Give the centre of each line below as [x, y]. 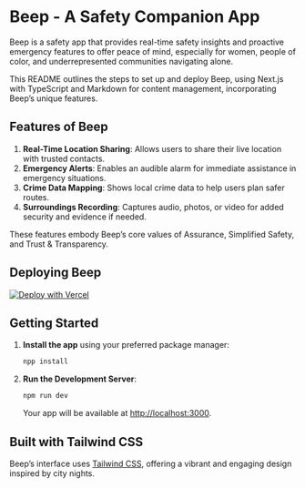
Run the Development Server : [80, 379]
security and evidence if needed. [85, 217]
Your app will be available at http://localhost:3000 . [117, 413]
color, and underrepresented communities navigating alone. [122, 61]
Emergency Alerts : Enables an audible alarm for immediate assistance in [159, 168]
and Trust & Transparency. [59, 244]
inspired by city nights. [52, 473]
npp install [45, 361]
